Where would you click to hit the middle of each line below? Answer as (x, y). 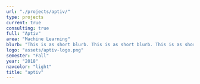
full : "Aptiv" (24, 34)
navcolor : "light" (29, 67)
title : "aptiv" (25, 72)
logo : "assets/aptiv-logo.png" (45, 50)
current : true (24, 22)
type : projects (25, 17)
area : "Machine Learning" (38, 39)
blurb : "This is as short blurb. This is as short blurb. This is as (94, 45)
